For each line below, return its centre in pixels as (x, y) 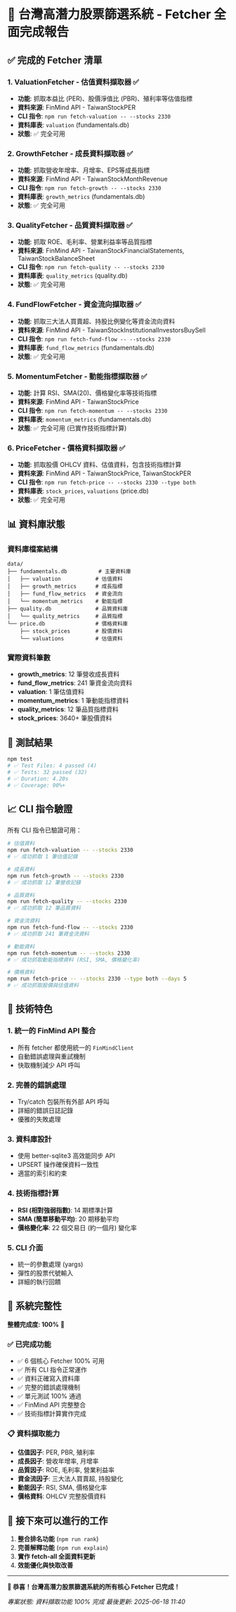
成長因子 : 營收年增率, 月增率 (58, 1461)
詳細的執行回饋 (39, 1282)
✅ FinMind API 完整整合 (52, 1405)
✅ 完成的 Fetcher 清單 (55, 60)
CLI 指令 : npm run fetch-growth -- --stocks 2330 (89, 188)
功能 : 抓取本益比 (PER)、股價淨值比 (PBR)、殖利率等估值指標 (105, 98)
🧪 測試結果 (30, 742)
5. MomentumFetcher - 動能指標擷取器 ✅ (77, 376)
